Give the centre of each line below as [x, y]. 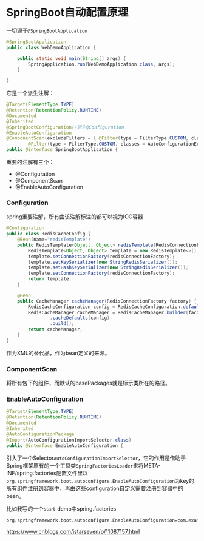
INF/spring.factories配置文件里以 [47, 473]
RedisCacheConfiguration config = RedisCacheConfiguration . [106, 307]
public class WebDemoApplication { [51, 47]
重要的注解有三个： [30, 162]
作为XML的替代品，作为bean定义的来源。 [58, 353]
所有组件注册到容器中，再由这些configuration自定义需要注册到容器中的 [95, 488]
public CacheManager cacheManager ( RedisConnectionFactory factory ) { [107, 301]
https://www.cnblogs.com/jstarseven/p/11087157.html [73, 531]
